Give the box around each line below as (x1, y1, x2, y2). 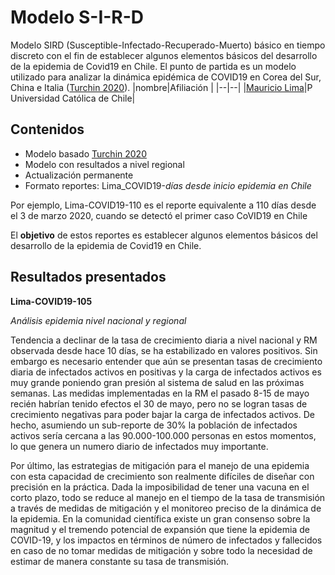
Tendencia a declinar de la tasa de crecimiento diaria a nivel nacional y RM (10, 334, 318, 346)
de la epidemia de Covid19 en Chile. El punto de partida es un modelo (10, 60, 297, 72)
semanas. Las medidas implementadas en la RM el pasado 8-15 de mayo (10, 387, 310, 399)
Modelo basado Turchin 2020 (24, 147, 147, 160)
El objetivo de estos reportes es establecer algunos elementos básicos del (10, 229, 318, 241)
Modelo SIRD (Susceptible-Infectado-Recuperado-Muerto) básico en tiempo (10, 39, 326, 51)
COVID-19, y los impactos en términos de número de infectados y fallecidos (10, 534, 323, 546)
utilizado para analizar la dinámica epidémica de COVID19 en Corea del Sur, (10, 71, 322, 83)
